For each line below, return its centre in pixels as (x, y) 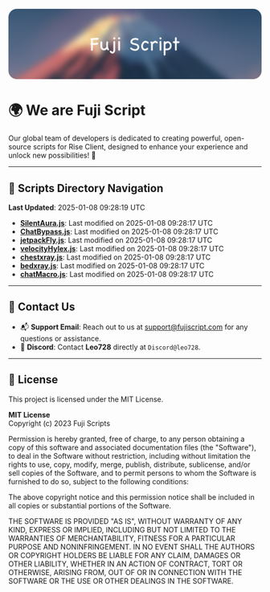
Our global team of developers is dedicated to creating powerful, (115, 138)
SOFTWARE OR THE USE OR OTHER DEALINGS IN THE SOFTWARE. (121, 581)
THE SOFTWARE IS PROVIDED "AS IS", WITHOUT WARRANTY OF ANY (125, 521)
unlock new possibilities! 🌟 (52, 155)
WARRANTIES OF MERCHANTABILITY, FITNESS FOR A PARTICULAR (122, 538)
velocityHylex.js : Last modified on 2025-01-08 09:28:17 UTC (122, 249)
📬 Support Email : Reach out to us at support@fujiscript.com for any (134, 327)
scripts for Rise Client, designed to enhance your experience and (141, 147)
